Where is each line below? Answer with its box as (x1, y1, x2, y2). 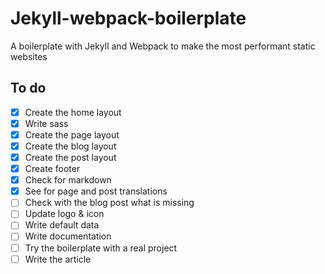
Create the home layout (24, 106, 122, 118)
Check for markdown (24, 174, 112, 186)
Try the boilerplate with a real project (24, 242, 178, 254)
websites (10, 50, 48, 62)
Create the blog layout (24, 140, 117, 152)
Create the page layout (24, 128, 120, 141)
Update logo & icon (24, 208, 105, 220)
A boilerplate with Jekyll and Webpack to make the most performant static (10, 40, 316, 52)
